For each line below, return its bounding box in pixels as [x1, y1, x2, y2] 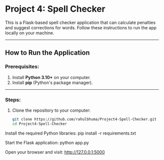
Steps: [5, 96, 21, 103]
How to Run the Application [5, 49, 90, 57]
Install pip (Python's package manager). [12, 80, 93, 85]
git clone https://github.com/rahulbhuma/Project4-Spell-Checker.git [12, 117, 157, 121]
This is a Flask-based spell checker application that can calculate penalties [5, 20, 156, 25]
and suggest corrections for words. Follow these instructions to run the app [5, 24, 157, 30]
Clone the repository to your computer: [12, 107, 91, 113]
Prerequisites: [5, 63, 40, 70]
